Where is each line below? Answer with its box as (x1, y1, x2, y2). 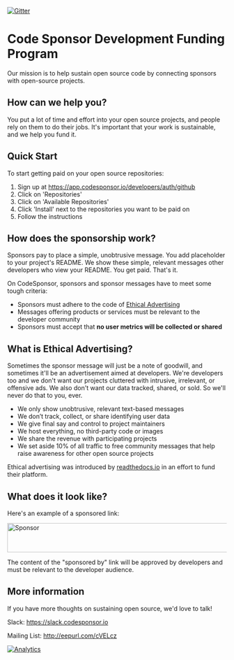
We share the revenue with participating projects (17, 434, 157, 443)
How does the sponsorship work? (7, 232, 156, 244)
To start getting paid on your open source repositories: (7, 168, 164, 178)
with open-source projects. (7, 76, 86, 85)
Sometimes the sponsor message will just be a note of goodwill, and (7, 361, 203, 370)
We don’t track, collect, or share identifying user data (17, 412, 171, 421)
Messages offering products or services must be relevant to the (17, 308, 201, 316)
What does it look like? (7, 490, 108, 503)
